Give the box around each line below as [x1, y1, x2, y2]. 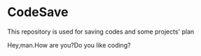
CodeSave [7, 4, 69, 20]
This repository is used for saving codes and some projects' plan [7, 27, 195, 36]
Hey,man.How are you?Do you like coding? [7, 41, 131, 49]
